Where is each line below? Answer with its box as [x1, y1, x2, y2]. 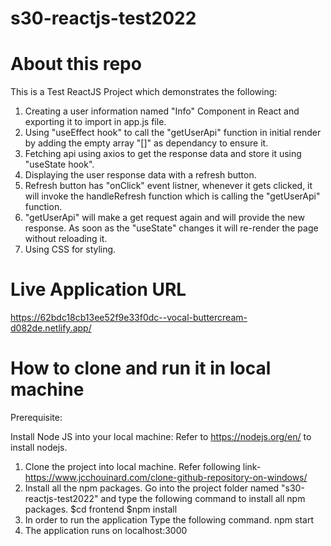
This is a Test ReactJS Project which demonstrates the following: [10, 86, 278, 98]
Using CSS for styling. [24, 243, 117, 256]
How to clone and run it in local [10, 357, 272, 380]
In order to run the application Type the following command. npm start [24, 514, 314, 526]
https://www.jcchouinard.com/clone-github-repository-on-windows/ [24, 472, 308, 483]
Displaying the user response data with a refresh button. [24, 169, 257, 181]
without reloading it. [24, 233, 108, 245]
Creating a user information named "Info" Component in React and [24, 105, 300, 117]
